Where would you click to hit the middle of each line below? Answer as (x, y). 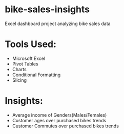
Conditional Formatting (36, 75)
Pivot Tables (25, 64)
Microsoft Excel (29, 58)
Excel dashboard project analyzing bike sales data (58, 24)
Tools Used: (31, 44)
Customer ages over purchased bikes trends (59, 120)
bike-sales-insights (47, 9)
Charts (19, 69)
